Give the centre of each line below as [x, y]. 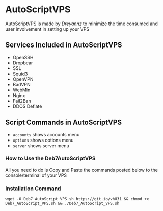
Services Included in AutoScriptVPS [64, 45]
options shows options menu [43, 140]
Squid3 [20, 74]
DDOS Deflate [27, 106]
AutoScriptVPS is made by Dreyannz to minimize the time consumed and [81, 24]
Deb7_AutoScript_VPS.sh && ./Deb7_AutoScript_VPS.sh [62, 204]
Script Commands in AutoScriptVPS [64, 122]
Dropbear [23, 63]
